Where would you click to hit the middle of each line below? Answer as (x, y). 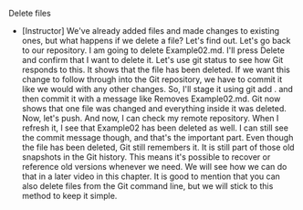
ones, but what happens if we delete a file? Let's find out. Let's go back (156, 41)
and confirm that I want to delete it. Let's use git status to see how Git (152, 60)
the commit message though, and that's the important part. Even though (157, 137)
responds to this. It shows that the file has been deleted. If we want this (156, 69)
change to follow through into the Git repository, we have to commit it (152, 79)
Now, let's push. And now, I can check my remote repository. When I (150, 118)
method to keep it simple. (69, 196)
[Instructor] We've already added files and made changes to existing (151, 31)
